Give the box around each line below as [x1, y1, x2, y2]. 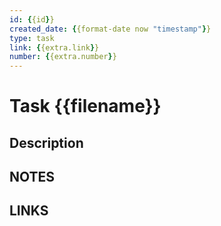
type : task [9, 33, 55, 43]
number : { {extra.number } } [9, 52, 117, 62]
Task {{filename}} [9, 95, 162, 118]
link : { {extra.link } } [9, 42, 100, 53]
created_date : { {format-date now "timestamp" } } [9, 24, 212, 34]
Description [9, 134, 84, 151]
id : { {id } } [9, 14, 55, 25]
